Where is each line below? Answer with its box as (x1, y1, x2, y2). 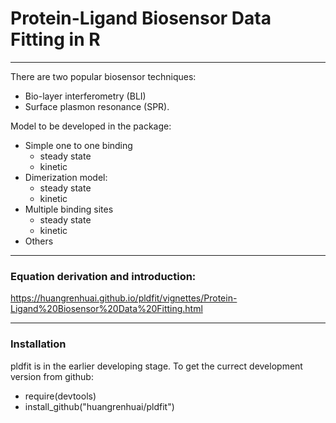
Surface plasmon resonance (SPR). (24, 100, 170, 112)
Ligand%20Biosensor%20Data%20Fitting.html (10, 303, 203, 315)
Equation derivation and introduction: (10, 269, 197, 283)
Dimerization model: (24, 171, 108, 183)
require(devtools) (24, 390, 97, 402)
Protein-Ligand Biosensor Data (10, 7, 272, 30)
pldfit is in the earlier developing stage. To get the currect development (10, 360, 303, 372)
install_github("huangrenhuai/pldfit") (24, 400, 175, 412)
